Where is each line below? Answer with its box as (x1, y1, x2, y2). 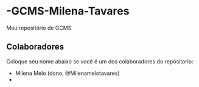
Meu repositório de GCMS (6, 24, 72, 31)
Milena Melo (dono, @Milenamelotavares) (15, 69, 120, 77)
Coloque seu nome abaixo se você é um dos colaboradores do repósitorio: (6, 57, 194, 65)
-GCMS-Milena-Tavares (6, 4, 130, 18)
